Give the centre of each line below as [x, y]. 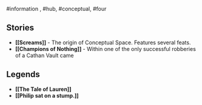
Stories [20, 28]
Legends [23, 74]
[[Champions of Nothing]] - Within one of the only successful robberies [105, 49]
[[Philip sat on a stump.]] [47, 95]
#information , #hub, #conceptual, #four [56, 9]
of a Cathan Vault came [44, 55]
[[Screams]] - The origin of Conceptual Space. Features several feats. [103, 42]
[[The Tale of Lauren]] [43, 89]
